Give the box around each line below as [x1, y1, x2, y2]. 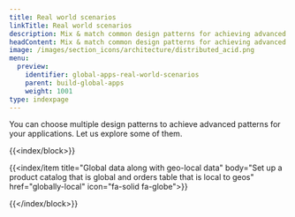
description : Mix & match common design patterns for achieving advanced [9, 29, 287, 38]
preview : [17, 63, 49, 71]
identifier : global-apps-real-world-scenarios [25, 71, 200, 79]
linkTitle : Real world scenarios [9, 21, 132, 30]
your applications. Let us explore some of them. [9, 129, 183, 139]
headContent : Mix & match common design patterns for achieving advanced [9, 37, 287, 47]
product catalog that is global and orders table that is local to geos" [9, 172, 254, 183]
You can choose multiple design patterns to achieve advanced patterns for [9, 119, 281, 130]
